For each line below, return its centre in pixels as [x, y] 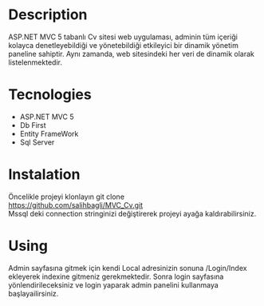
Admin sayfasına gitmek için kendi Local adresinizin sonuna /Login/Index [128, 268]
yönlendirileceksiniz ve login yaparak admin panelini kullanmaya [114, 284]
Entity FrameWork [49, 133]
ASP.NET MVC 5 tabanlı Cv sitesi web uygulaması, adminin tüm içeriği [123, 37]
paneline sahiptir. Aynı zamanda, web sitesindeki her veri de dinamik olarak [132, 54]
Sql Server [37, 142]
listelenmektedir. [35, 62]
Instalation [44, 175]
